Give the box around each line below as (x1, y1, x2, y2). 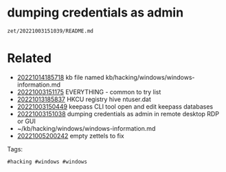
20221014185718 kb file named (16, 73, 104, 81)
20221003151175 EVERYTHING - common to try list (16, 87, 161, 96)
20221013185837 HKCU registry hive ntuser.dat (16, 95, 151, 103)
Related (7, 50, 52, 66)
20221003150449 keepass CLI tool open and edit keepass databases (16, 102, 214, 111)
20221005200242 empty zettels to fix (16, 131, 125, 140)
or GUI (16, 117, 36, 125)
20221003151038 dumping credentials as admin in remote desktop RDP (16, 109, 220, 118)
